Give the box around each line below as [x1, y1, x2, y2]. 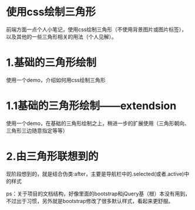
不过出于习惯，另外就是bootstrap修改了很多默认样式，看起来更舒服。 [6, 197, 174, 204]
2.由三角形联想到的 [6, 150, 99, 163]
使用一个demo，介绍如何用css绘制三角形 [6, 76, 106, 83]
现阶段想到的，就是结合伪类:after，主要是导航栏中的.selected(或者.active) [6, 170, 184, 177]
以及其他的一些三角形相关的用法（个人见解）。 [6, 33, 117, 40]
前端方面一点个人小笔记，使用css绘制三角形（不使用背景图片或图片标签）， [6, 26, 187, 33]
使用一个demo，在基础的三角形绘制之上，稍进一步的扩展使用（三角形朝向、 [6, 120, 190, 127]
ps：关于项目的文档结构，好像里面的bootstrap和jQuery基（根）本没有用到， [6, 190, 191, 197]
